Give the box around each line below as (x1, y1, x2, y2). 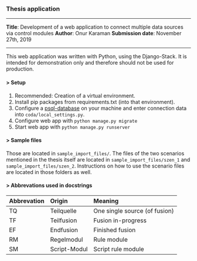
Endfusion (50, 226, 78, 234)
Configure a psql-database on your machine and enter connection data (14, 105, 187, 112)
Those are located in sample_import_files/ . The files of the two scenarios (6, 149, 185, 157)
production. (6, 65, 34, 72)
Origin (50, 196, 68, 205)
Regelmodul (50, 235, 83, 243)
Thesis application (6, 5, 60, 13)
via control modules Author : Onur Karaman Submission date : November (6, 30, 182, 37)
